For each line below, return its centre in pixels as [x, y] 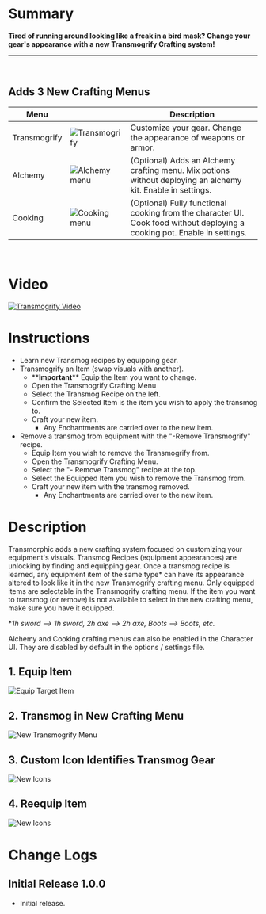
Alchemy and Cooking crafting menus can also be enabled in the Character [131, 638]
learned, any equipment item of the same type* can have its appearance [126, 574]
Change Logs [53, 855]
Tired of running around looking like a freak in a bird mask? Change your [129, 36]
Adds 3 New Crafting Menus [79, 92]
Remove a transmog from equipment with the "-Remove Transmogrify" [135, 436]
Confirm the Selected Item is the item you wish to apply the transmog [144, 402]
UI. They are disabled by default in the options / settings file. [106, 647]
